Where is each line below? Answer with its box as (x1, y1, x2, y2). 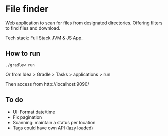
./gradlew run (5, 62, 35, 68)
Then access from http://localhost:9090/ (5, 81, 89, 87)
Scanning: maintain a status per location (12, 119, 96, 125)
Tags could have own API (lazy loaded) (12, 125, 93, 131)
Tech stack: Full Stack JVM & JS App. (5, 35, 83, 41)
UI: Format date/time (12, 109, 55, 115)
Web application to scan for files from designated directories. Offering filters (5, 20, 163, 26)
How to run (5, 49, 41, 58)
